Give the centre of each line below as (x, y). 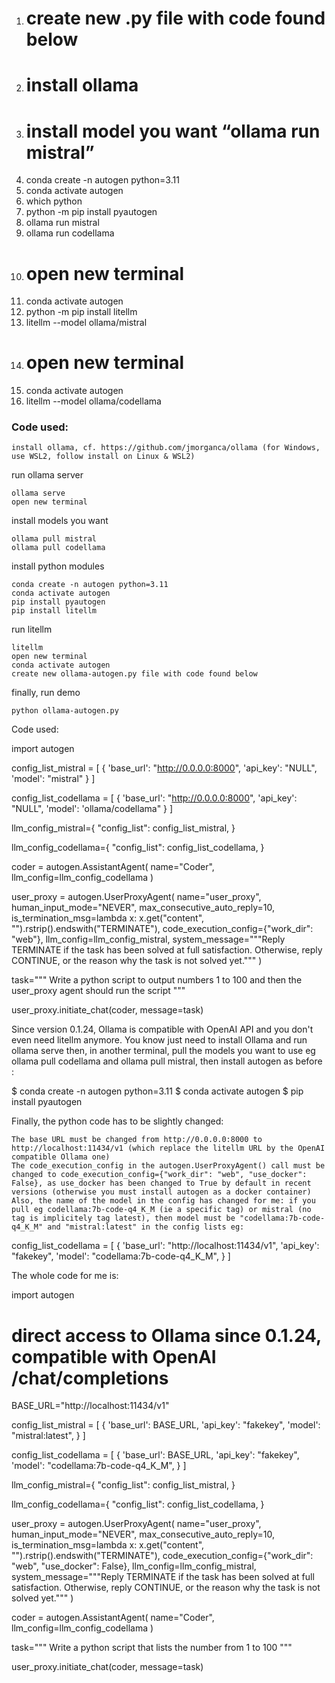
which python (54, 201)
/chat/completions (90, 1378)
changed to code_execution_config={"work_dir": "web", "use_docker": (159, 1175)
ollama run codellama (70, 233)
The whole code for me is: (65, 1276)
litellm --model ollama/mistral (86, 323)
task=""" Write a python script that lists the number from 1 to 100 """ (152, 1648)
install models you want (60, 521)
